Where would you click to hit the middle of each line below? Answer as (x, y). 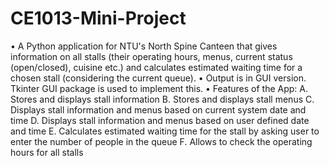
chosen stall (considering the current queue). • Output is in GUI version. (158, 78)
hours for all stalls (47, 152)
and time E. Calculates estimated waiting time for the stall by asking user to (165, 131)
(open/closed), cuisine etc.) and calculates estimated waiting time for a (156, 67)
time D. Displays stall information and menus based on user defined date (160, 120)
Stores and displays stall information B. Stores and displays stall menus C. (162, 99)
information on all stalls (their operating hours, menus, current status (151, 56)
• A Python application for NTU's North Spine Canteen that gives (144, 46)
